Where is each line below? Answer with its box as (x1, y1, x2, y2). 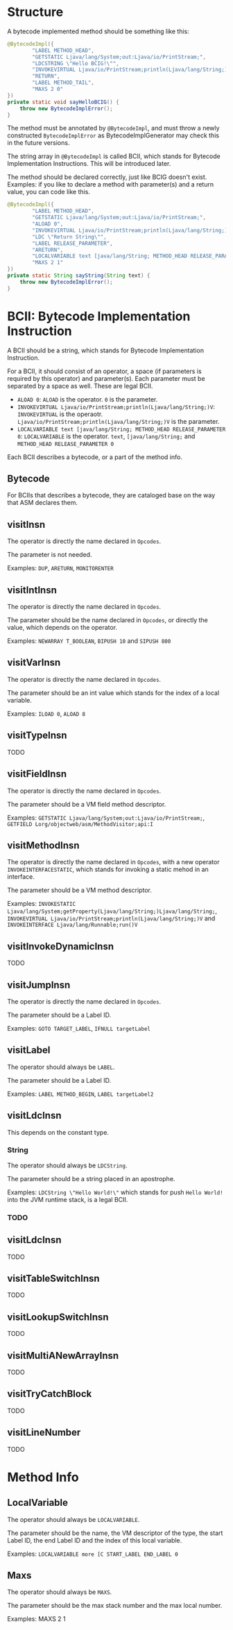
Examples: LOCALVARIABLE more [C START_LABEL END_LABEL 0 (7, 1550, 178, 1558)
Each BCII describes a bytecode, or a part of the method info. (7, 452, 182, 461)
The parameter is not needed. (7, 551, 92, 559)
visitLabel (7, 1045, 51, 1056)
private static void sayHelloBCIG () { (7, 98, 119, 105)
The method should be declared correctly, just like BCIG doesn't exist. (7, 173, 207, 181)
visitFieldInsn (7, 768, 67, 780)
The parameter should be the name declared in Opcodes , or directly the (7, 616, 208, 624)
